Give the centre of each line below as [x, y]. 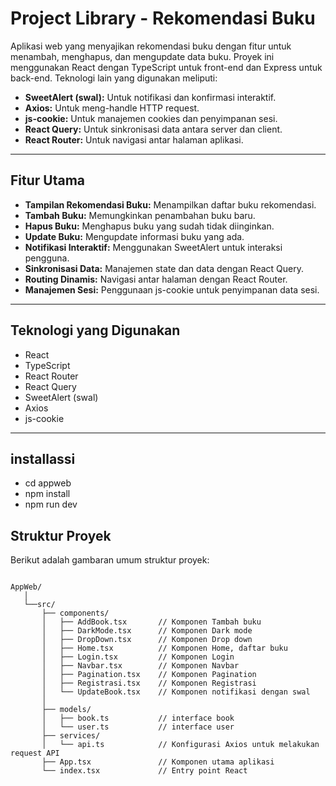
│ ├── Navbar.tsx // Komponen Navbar [140, 666]
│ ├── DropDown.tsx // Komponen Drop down [147, 640]
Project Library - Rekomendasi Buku [163, 18]
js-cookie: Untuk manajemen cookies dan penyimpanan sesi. [151, 118]
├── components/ [75, 613]
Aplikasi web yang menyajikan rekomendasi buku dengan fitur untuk [151, 46]
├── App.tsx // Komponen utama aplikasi [158, 762]
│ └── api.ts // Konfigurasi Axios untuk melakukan [180, 745]
